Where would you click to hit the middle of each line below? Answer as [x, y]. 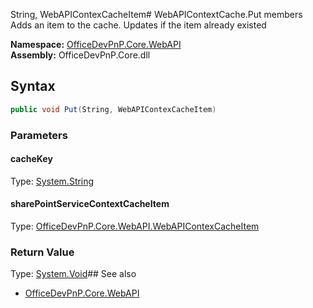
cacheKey [31, 159]
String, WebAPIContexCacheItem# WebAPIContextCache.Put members [156, 14]
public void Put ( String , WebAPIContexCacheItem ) [113, 109]
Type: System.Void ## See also [73, 274]
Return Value [42, 252]
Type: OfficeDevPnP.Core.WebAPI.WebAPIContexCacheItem [135, 226]
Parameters [39, 135]
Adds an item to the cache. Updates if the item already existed [138, 25]
